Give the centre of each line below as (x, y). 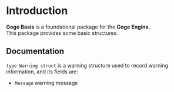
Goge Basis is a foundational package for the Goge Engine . (78, 27)
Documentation (35, 52)
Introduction (37, 11)
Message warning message (46, 83)
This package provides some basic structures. (62, 33)
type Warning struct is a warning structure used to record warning (87, 65)
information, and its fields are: (42, 72)
